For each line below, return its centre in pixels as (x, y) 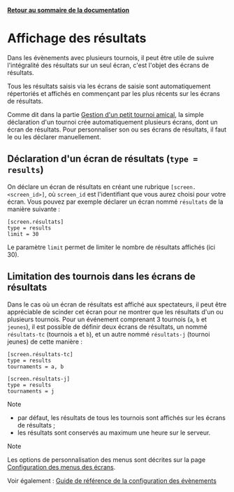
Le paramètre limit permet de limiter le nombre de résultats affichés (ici (111, 247)
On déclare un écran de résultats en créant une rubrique (88, 187)
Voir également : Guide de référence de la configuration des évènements (112, 480)
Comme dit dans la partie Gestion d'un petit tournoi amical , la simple (105, 114)
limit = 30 (23, 234)
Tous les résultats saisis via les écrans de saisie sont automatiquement (109, 86)
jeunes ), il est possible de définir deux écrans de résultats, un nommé (107, 326)
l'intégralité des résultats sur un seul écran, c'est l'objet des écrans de (108, 65)
